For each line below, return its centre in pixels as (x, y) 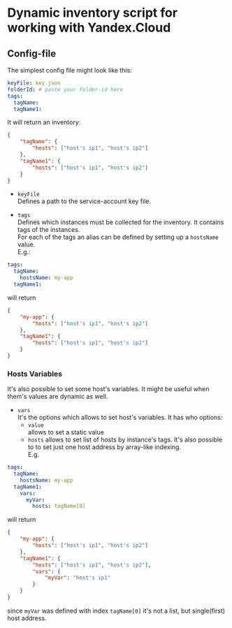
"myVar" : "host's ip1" (78, 578)
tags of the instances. (49, 230)
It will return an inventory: (44, 122)
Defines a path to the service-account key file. (84, 201)
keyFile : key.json (34, 83)
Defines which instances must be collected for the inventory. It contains (121, 222)
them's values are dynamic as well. (58, 397)
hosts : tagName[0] (59, 506)
